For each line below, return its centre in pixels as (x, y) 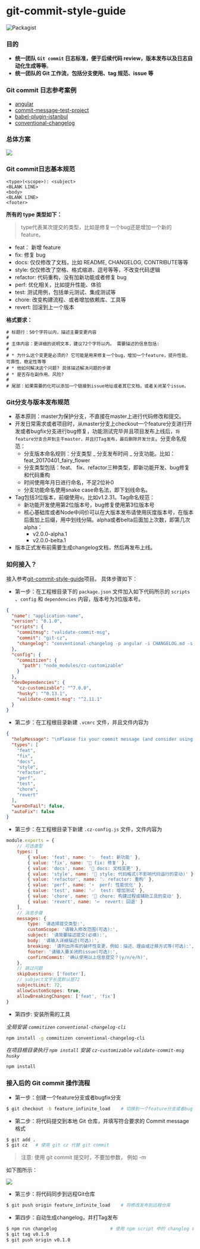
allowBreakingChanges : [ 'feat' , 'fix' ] (66, 996)
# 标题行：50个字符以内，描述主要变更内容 (51, 332)
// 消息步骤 (30, 913)
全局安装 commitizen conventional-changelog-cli (66, 1027)
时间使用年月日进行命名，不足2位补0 (69, 483)
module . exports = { (30, 841)
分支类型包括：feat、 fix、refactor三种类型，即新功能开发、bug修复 (107, 468)
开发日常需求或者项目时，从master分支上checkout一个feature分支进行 (101, 424)
